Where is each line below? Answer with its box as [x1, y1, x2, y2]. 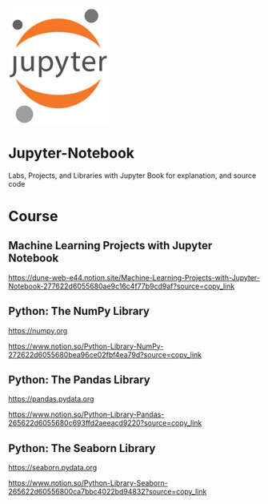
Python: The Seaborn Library [8, 442, 156, 455]
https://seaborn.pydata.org [8, 463, 98, 473]
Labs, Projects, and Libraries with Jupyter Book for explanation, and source [8, 171, 257, 180]
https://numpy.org [8, 325, 68, 335]
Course [8, 208, 58, 226]
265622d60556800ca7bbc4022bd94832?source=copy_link [8, 487, 207, 497]
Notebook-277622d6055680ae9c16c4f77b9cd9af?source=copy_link [8, 281, 235, 291]
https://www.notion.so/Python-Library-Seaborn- [8, 478, 168, 488]
